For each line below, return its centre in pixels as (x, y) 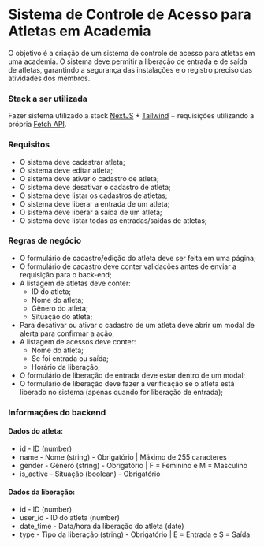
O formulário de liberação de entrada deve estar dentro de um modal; (132, 375)
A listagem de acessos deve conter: (78, 341)
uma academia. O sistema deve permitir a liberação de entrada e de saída (128, 61)
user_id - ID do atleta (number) (70, 518)
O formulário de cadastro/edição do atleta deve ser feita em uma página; (138, 258)
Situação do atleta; (62, 316)
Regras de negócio (45, 240)
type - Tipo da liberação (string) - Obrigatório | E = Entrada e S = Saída (135, 534)
